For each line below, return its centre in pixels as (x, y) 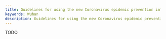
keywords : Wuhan (22, 14)
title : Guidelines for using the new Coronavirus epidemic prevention (79, 10)
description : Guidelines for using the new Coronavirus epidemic (74, 19)
